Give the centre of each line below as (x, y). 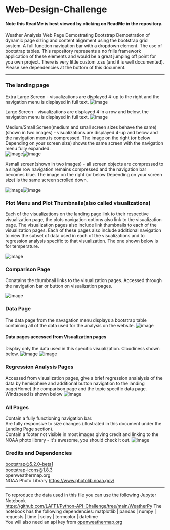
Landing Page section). (29, 429)
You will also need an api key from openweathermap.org (64, 522)
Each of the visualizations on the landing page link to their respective (77, 214)
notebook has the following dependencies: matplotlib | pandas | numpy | (81, 511)
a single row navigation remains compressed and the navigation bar (76, 169)
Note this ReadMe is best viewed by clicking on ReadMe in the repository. (84, 23)
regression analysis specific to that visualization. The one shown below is (82, 241)
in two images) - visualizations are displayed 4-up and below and (90, 132)
